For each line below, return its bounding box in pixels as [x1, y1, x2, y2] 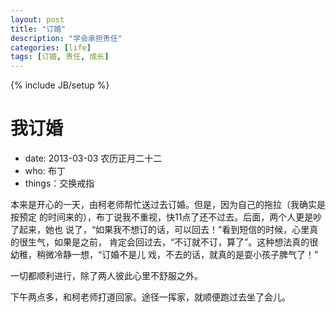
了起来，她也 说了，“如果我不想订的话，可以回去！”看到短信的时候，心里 [10, 224, 310, 236]
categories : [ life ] [10, 42, 92, 53]
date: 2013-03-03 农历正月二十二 [24, 152, 163, 165]
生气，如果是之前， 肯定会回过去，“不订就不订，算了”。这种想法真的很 [27, 236, 319, 248]
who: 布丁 [24, 165, 66, 177]
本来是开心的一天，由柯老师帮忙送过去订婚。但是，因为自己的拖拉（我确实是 [10, 199, 326, 211]
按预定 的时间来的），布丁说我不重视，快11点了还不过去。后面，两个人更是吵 [10, 211, 323, 223]
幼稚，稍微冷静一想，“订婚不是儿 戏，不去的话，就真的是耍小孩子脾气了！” [10, 249, 319, 261]
